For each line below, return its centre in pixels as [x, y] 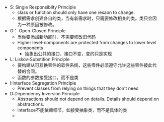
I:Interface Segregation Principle [43, 83]
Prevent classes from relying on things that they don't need [78, 88]
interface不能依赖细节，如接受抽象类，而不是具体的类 [72, 110]
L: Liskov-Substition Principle [40, 59]
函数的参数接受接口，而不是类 [48, 77]
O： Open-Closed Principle [38, 31]
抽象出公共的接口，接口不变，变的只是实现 [68, 54]
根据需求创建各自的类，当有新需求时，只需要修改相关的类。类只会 [85, 18]
